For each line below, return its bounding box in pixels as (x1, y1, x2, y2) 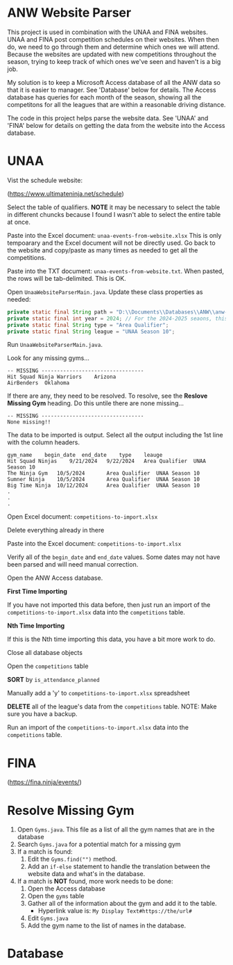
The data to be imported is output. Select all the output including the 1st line (7, 431, 223, 439)
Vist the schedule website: (7, 176, 83, 184)
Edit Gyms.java (27, 914, 69, 923)
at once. (7, 218, 31, 226)
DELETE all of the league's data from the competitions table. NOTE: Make (7, 702, 217, 711)
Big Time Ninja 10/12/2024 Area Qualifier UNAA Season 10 (7, 482, 200, 489)
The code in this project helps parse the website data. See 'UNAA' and (7, 113, 209, 122)
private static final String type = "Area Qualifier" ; (7, 321, 169, 328)
